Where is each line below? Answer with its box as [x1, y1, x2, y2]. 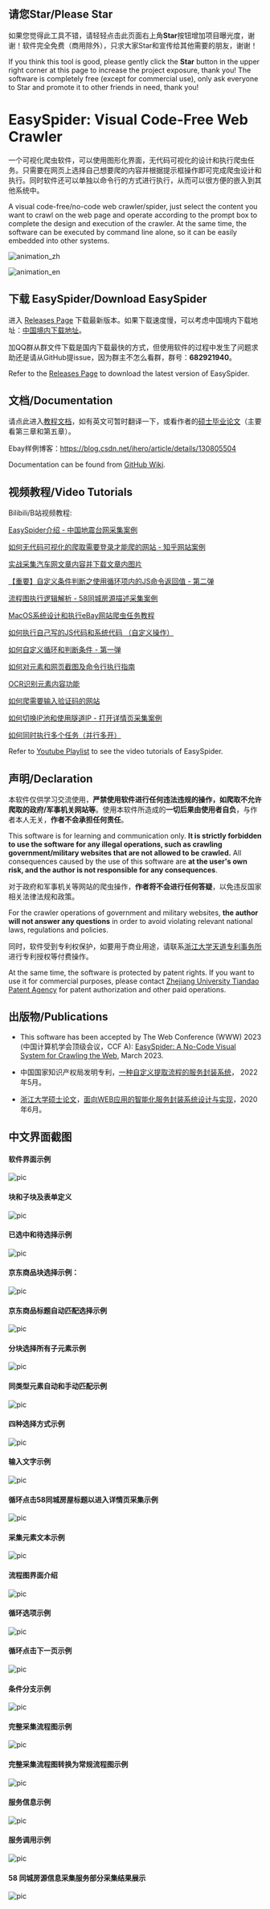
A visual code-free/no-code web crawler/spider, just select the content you [8, 201, 258, 211]
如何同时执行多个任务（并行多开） [8, 731, 121, 740]
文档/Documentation [8, 394, 113, 407]
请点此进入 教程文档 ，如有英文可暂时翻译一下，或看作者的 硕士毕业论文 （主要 [8, 417, 262, 427]
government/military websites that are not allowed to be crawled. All [8, 848, 242, 857]
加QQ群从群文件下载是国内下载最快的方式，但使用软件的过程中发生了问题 [8, 342, 252, 352]
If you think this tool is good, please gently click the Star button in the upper [8, 56, 260, 66]
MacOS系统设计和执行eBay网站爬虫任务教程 [8, 611, 155, 621]
